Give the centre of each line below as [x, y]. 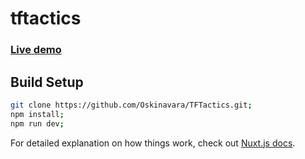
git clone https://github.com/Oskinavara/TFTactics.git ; [131, 105]
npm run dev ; [37, 123]
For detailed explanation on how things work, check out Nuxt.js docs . [153, 143]
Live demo [36, 50]
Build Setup [47, 82]
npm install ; [37, 114]
